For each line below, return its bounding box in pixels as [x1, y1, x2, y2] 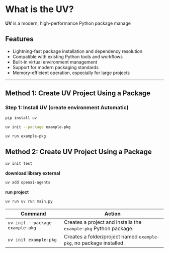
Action [104, 210, 121, 217]
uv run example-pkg [5, 134, 46, 139]
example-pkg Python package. [63, 225, 134, 232]
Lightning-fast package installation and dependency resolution [12, 48, 143, 54]
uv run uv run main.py [5, 199, 53, 204]
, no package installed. [71, 239, 125, 246]
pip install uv [5, 115, 37, 120]
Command [21, 210, 46, 217]
